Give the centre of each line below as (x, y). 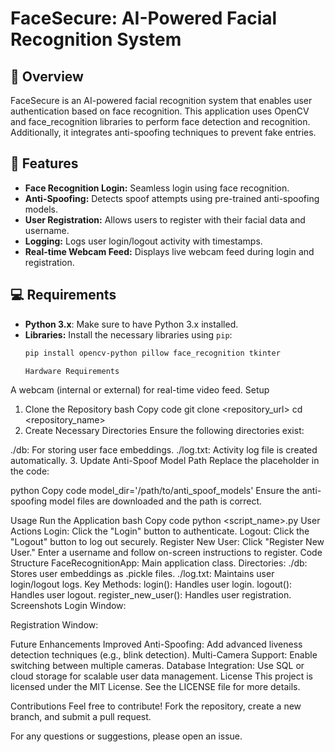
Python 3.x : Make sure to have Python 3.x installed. (131, 324)
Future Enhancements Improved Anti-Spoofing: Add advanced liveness (156, 644)
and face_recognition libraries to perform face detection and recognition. (160, 121)
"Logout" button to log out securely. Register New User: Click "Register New (167, 542)
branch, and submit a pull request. (81, 717)
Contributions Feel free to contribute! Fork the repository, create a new (156, 706)
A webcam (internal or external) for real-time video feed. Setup (140, 390)
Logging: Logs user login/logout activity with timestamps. (143, 241)
